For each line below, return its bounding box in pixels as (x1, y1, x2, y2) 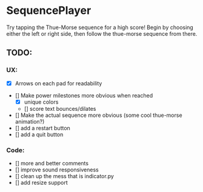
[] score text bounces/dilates (24, 105, 96, 112)
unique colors (24, 98, 59, 105)
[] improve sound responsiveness (15, 166, 99, 173)
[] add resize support (15, 179, 68, 187)
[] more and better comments (15, 160, 89, 167)
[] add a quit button (15, 131, 64, 138)
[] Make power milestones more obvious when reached (15, 91, 153, 99)
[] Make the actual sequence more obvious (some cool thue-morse (15, 111, 183, 119)
